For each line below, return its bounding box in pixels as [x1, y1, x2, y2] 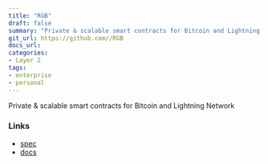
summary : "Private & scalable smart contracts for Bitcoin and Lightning [8, 26, 261, 34]
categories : [8, 49, 48, 57]
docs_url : [8, 42, 42, 50]
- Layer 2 [8, 57, 42, 65]
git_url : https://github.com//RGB [8, 34, 124, 42]
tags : [8, 64, 26, 72]
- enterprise [8, 71, 52, 79]
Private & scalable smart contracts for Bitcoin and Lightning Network [8, 101, 235, 110]
